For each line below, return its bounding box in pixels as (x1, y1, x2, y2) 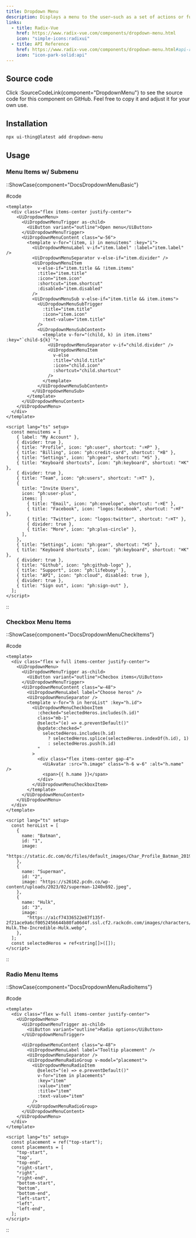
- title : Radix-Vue (11, 25, 59, 31)
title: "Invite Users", (21, 485, 80, 491)
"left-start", (16, 1196, 51, 1202)
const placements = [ (11, 1144, 64, 1150)
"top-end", (16, 1160, 43, 1166)
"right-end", (16, 1175, 48, 1181)
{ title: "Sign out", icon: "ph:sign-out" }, (16, 583, 129, 589)
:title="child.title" (52, 357, 106, 363)
